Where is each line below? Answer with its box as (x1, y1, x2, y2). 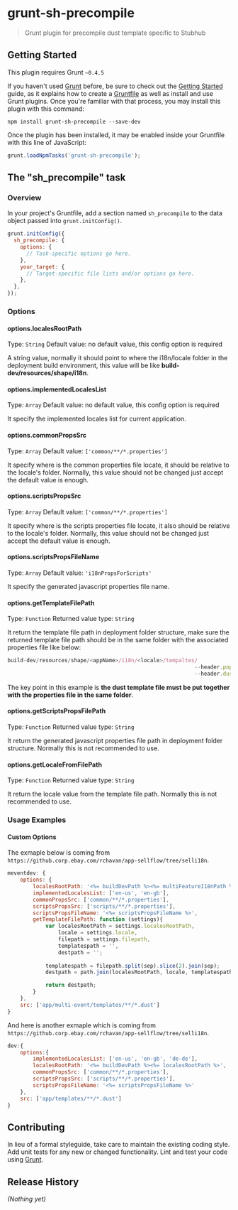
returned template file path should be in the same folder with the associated (7, 636, 229, 644)
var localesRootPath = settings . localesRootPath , (45, 922, 195, 930)
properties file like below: (7, 643, 81, 652)
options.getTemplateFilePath (7, 598, 95, 607)
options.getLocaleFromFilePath (7, 760, 103, 769)
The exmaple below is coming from (7, 848, 110, 857)
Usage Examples (7, 815, 67, 825)
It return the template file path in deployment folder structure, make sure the (7, 628, 229, 637)
